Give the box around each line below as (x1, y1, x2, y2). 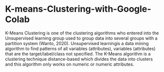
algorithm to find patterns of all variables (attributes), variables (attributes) (5, 46, 156, 51)
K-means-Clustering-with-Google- (5, 3, 152, 15)
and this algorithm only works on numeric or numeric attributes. (5, 61, 134, 67)
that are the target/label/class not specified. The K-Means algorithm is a (5, 50, 151, 57)
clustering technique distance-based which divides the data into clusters (5, 56, 153, 62)
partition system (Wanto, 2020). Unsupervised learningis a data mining (5, 40, 149, 46)
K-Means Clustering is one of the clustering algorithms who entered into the (5, 30, 159, 36)
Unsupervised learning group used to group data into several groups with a (5, 35, 158, 41)
